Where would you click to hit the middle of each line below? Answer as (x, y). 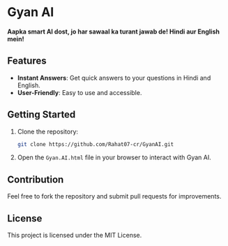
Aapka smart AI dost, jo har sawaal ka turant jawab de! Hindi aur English (113, 31)
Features (27, 61)
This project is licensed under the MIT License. (75, 236)
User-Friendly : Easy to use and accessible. (79, 92)
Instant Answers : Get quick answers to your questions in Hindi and (114, 78)
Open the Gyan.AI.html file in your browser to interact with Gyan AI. (114, 157)
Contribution (36, 179)
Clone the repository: (48, 131)
